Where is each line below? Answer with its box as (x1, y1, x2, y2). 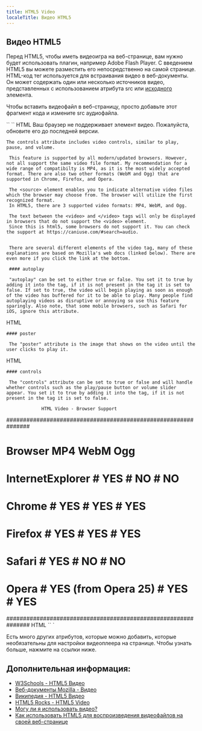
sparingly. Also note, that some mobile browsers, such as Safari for (6, 303, 188, 309)
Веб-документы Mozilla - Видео (14, 686, 97, 693)
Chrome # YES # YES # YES (6, 499, 146, 513)
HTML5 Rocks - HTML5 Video (14, 699, 90, 706)
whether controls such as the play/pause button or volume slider (6, 385, 177, 391)
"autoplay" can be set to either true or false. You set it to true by (8, 277, 193, 283)
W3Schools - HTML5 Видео (14, 680, 86, 686)
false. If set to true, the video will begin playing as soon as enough (6, 288, 193, 294)
